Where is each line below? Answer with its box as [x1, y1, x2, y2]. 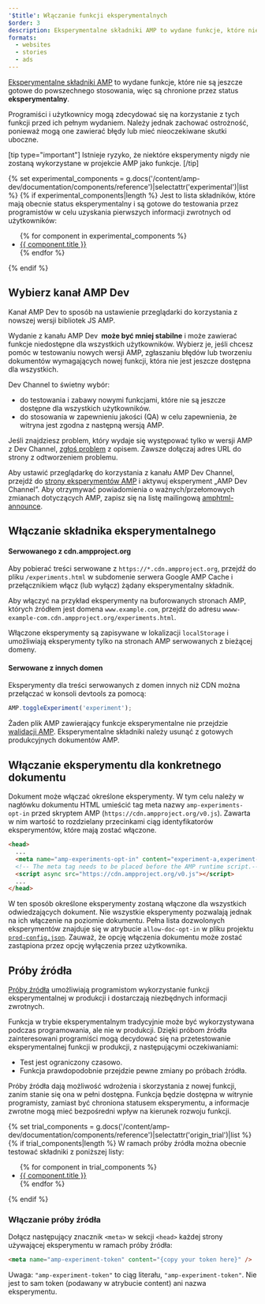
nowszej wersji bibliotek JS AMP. [8, 316, 116, 325]
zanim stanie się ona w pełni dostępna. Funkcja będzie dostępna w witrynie [8, 1090, 254, 1099]
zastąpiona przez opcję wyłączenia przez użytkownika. [8, 941, 188, 951]
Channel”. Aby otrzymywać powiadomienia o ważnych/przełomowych [8, 484, 235, 494]
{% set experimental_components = [8, 173, 125, 183]
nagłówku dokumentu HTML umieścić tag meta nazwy [8, 800, 185, 810]
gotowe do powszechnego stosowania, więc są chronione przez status [8, 85, 239, 95]
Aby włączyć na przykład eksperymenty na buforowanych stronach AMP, [8, 596, 247, 606]
